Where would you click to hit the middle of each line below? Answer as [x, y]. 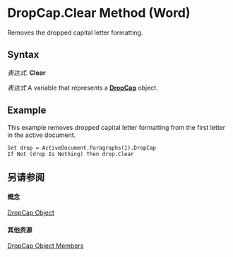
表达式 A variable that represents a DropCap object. [83, 88]
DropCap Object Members [46, 246]
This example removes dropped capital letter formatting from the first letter [116, 127]
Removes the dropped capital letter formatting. [75, 32]
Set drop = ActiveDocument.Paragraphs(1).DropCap [82, 148]
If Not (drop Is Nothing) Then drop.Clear [71, 154]
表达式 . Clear [26, 73]
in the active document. [42, 135]
